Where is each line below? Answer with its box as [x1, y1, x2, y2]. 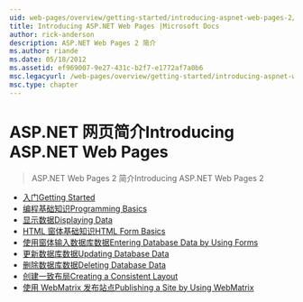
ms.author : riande [9, 47, 78, 56]
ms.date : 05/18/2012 [9, 55, 87, 64]
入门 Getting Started [22, 191, 96, 203]
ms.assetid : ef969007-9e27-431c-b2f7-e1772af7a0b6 [9, 64, 204, 73]
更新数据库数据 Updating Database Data [22, 248, 170, 259]
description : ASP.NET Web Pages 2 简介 [9, 38, 157, 48]
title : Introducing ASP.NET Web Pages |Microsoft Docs [9, 22, 220, 31]
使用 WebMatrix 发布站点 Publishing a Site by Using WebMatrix [22, 281, 254, 293]
